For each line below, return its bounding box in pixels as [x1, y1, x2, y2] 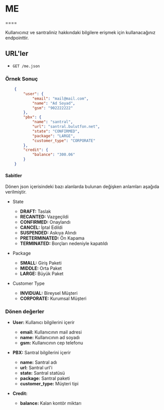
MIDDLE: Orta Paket [20, 265, 62, 272]
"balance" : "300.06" [32, 152, 75, 157]
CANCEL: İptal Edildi [20, 224, 63, 230]
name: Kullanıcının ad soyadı [20, 335, 80, 341]
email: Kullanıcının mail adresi [20, 329, 82, 335]
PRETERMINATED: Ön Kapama [20, 235, 85, 241]
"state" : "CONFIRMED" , [32, 129, 80, 134]
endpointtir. [5, 35, 29, 41]
